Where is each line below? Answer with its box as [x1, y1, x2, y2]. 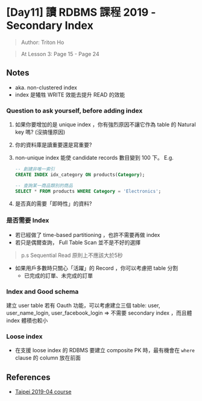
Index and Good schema [6, 287, 79, 295]
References [6, 372, 51, 382]
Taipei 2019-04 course [14, 388, 72, 396]
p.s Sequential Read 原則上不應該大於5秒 [21, 251, 124, 259]
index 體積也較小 [6, 317, 48, 324]
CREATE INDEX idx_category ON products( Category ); [14, 171, 145, 178]
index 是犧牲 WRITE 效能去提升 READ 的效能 [14, 91, 125, 98]
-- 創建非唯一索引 [14, 166, 55, 172]
